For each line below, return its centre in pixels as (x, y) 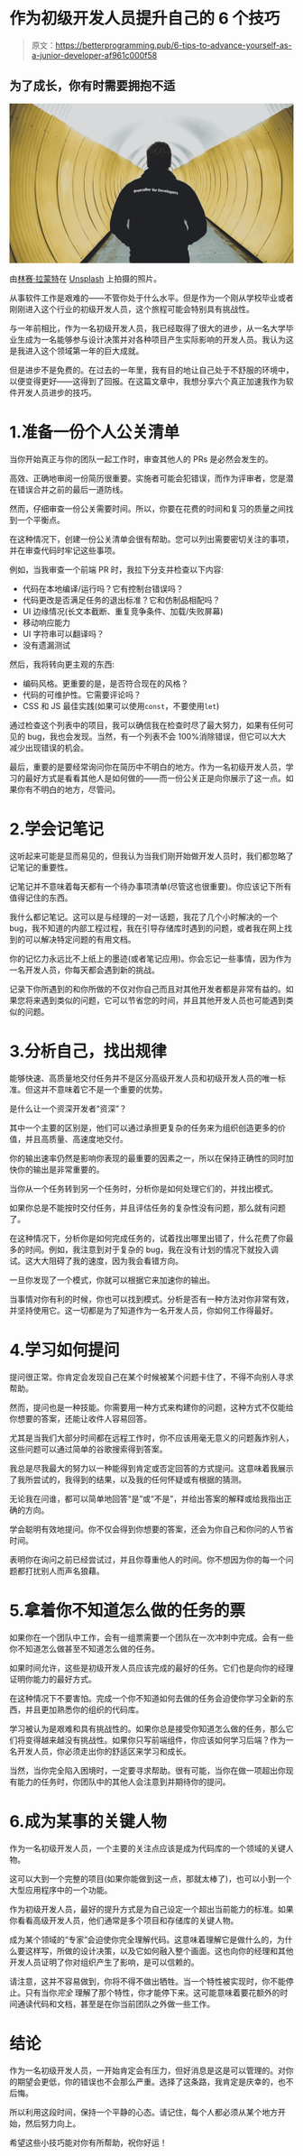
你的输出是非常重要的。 (60, 1170)
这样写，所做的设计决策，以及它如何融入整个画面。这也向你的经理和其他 (159, 1950)
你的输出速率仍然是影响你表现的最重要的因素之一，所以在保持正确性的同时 (147, 1158)
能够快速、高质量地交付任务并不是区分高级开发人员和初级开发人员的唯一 (143, 1078)
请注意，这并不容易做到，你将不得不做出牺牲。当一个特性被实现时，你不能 (147, 1981)
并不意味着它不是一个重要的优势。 (104, 1090)
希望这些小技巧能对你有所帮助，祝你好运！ (88, 2142)
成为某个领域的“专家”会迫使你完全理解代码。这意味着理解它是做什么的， (143, 1939)
